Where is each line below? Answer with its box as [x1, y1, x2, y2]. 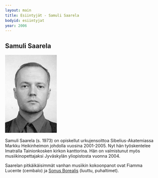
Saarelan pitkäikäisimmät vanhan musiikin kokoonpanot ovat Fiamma [5, 162, 142, 168]
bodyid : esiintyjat [5, 18, 45, 23]
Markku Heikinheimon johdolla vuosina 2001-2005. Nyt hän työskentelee [5, 143, 151, 149]
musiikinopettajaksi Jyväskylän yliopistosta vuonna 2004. [5, 153, 121, 159]
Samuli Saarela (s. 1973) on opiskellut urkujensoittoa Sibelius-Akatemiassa [5, 138, 154, 144]
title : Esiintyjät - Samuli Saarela [5, 13, 79, 18]
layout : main [5, 8, 32, 13]
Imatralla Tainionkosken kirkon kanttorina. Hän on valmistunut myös [5, 148, 140, 154]
